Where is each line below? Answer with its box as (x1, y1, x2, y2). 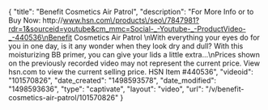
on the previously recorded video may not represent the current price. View (8, 58, 261, 68)
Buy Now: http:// (8, 15, 63, 25)
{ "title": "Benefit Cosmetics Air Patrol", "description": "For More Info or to (8, 7, 254, 16)
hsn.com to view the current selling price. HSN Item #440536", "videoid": (8, 67, 253, 76)
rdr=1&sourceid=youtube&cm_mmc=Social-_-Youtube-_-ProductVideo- (8, 24, 246, 33)
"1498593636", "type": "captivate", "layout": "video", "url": (8, 84, 204, 94)
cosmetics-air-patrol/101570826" (8, 93, 119, 102)
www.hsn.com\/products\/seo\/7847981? (62, 15, 200, 25)
